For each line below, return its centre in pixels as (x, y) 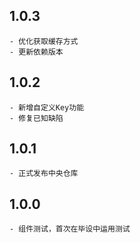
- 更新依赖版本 (36, 52)
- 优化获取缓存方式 (44, 41)
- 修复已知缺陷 (36, 118)
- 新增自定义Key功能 (47, 107)
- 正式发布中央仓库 (44, 174)
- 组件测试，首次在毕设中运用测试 (70, 229)
